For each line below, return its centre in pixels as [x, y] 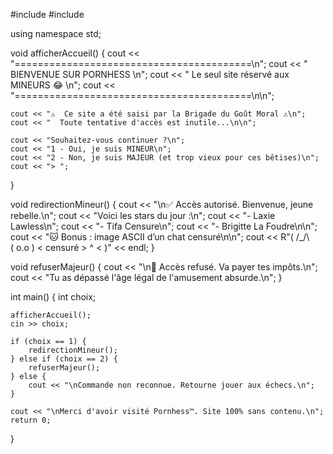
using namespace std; [56, 33]
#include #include [47, 14]
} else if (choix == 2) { [64, 359]
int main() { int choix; [53, 297]
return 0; [31, 420]
